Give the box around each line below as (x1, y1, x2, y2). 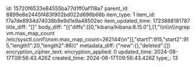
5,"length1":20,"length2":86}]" (6, 42, 79, 49)
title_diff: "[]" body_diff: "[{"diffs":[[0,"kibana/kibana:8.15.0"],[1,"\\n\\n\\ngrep (6, 23, 190, 30)
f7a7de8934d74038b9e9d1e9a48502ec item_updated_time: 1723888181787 (6, 17, 190, 24)
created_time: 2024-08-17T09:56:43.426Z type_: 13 (52, 55, 178, 61)
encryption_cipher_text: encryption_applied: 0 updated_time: (6, 48, 153, 55)
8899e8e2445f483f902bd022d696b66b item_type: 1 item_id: (6, 11, 156, 18)
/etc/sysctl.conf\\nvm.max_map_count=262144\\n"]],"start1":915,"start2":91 (6, 36, 190, 43)
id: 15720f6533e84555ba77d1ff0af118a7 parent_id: (6, 5, 129, 12)
